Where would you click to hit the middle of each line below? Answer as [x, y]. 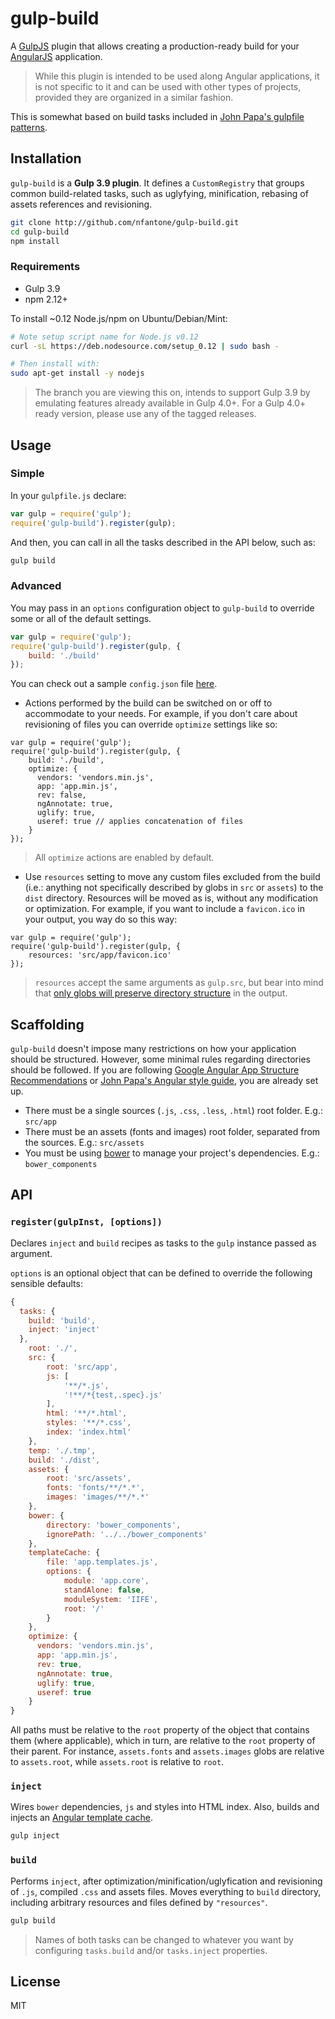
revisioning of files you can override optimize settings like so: [151, 724]
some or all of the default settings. [81, 618]
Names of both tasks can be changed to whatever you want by [164, 1939]
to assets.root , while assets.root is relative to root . [117, 1762]
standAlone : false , [104, 1590]
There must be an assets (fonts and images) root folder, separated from [172, 1132]
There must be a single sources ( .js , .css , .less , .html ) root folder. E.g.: [173, 1111]
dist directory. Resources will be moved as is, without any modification [171, 898]
